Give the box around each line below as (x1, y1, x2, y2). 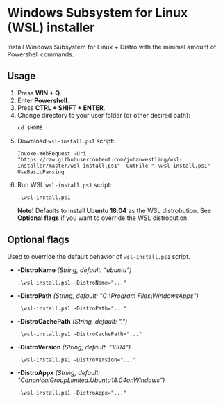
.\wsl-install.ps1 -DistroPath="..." (17, 305, 127, 312)
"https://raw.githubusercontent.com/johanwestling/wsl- (17, 156, 183, 163)
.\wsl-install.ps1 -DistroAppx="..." (17, 389, 127, 396)
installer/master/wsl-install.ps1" (17, 162, 121, 169)
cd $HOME (17, 124, 43, 132)
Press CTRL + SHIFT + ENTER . (17, 103, 106, 112)
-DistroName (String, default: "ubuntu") (17, 266, 132, 274)
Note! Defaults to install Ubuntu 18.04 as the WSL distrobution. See (17, 206, 212, 214)
